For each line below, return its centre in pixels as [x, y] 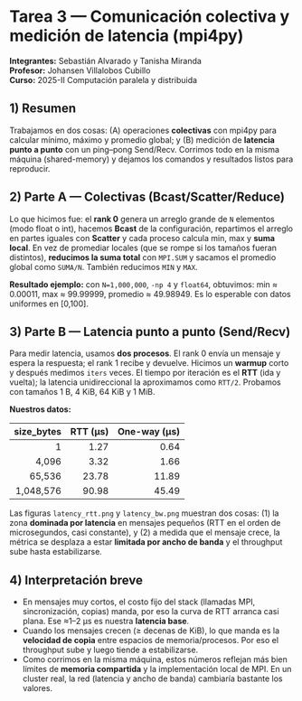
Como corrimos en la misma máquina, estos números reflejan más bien [155, 659]
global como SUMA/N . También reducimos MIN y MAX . [104, 266]
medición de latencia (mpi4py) [127, 36]
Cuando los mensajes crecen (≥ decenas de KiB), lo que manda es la [151, 631]
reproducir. [30, 168]
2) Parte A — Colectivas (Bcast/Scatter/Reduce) [147, 197]
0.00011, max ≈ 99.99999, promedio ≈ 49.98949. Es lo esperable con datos [150, 294]
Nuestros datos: [40, 409]
